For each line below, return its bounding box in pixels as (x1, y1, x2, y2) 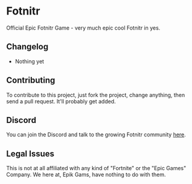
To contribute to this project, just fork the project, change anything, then (6, 91, 185, 98)
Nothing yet (14, 57, 45, 65)
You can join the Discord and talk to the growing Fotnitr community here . (6, 131, 187, 138)
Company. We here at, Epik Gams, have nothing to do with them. (6, 171, 166, 179)
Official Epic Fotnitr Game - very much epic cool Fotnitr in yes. (6, 24, 161, 31)
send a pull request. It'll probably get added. (6, 98, 116, 105)
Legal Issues (6, 148, 55, 159)
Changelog (6, 42, 49, 52)
